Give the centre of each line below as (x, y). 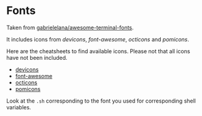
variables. (19, 107)
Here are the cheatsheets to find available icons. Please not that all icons (98, 51)
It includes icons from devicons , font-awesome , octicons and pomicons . (98, 39)
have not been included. (37, 57)
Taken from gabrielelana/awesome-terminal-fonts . (70, 27)
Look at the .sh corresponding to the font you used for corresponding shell (101, 101)
